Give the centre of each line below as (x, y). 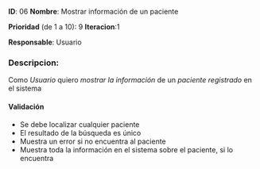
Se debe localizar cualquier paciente (80, 124)
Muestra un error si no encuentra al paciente (93, 141)
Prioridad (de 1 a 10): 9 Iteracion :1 (64, 27)
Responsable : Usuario (45, 42)
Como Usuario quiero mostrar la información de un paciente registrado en (130, 80)
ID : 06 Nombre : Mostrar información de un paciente (93, 12)
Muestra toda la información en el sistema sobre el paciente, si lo (126, 149)
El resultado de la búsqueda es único (80, 133)
